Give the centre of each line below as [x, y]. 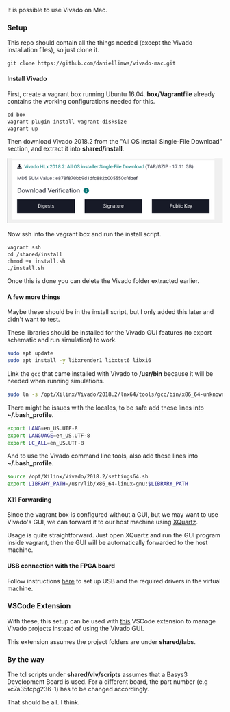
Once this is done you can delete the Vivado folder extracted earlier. [103, 280]
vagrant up [23, 129]
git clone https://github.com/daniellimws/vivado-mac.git [91, 64]
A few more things [34, 297]
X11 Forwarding [29, 499]
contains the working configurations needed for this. [81, 101]
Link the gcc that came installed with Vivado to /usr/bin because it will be [110, 373]
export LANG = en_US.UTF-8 [42, 428]
